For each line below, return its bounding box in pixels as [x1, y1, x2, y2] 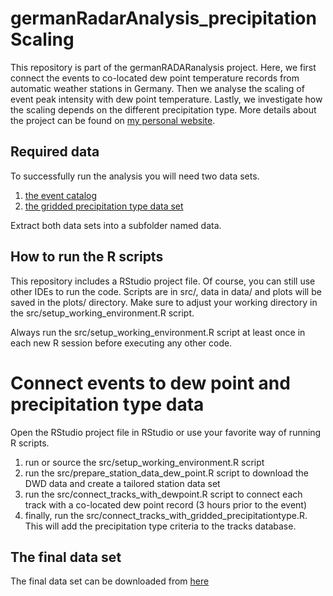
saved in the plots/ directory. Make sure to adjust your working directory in [10, 296, 318, 308]
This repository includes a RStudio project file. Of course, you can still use [10, 275, 316, 287]
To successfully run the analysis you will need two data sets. [10, 170, 260, 182]
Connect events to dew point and [10, 372, 291, 394]
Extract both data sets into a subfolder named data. [10, 219, 222, 231]
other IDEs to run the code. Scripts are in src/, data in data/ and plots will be [10, 285, 322, 297]
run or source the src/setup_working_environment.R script [24, 456, 265, 468]
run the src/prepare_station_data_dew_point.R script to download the [24, 467, 309, 479]
